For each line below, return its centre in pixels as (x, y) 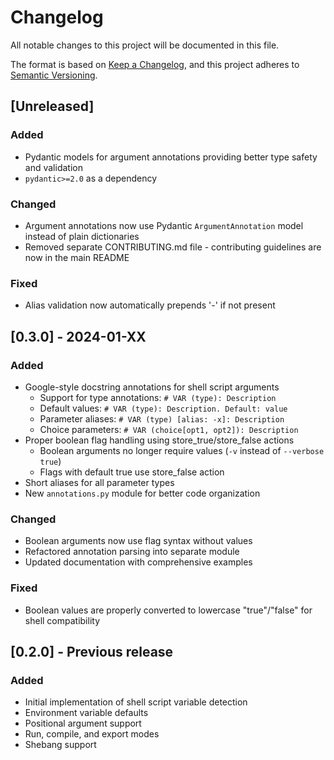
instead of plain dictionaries (82, 236)
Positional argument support (83, 723)
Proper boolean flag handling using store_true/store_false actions (159, 440)
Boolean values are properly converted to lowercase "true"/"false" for (168, 610)
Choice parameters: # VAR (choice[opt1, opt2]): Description (169, 429)
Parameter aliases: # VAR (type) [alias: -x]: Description (162, 418)
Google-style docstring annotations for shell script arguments (152, 387)
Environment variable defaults (86, 713)
